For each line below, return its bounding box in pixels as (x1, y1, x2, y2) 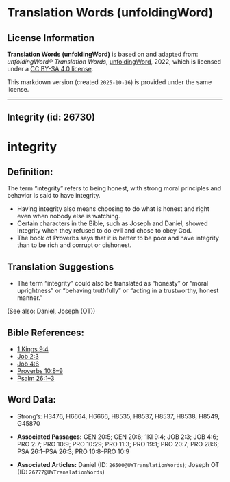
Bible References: (7, 327, 84, 338)
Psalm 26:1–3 (16, 375, 55, 383)
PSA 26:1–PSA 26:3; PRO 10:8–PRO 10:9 (16, 447, 130, 455)
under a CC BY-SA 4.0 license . (7, 65, 94, 73)
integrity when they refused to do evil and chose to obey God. (16, 227, 192, 235)
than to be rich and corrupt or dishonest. (16, 241, 132, 249)
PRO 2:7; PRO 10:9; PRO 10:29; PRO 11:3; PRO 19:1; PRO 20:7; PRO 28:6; (16, 440, 220, 448)
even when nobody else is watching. (16, 212, 120, 220)
